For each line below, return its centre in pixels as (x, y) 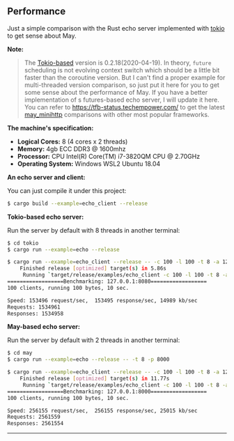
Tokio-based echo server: (46, 217)
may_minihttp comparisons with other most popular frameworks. (117, 114)
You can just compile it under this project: (67, 190)
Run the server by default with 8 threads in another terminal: (94, 230)
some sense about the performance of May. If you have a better (116, 92)
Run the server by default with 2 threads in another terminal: (94, 340)
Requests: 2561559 (34, 417)
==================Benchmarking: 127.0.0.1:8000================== (107, 392)
